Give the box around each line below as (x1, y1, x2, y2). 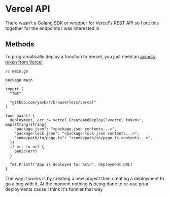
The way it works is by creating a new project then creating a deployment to (5, 175, 164, 181)
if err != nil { (10, 144, 44, 149)
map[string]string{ (5, 122, 47, 127)
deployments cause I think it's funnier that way (5, 186, 103, 192)
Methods (5, 40, 35, 49)
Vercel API (5, 3, 50, 15)
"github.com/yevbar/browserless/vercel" (10, 100, 96, 105)
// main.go (5, 69, 28, 74)
